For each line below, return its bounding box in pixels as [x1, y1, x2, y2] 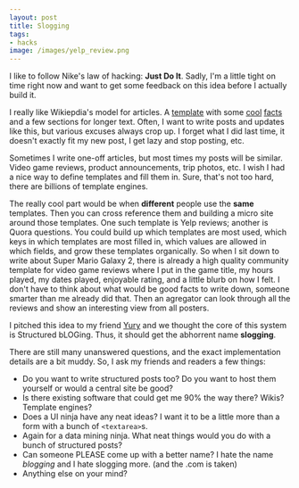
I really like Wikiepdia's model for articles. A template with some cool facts [9, 107, 283, 118]
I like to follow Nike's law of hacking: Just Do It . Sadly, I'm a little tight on [9, 70, 277, 81]
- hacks [9, 37, 38, 47]
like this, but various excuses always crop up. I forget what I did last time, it [9, 126, 286, 136]
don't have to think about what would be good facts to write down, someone [9, 284, 290, 294]
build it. [9, 90, 37, 101]
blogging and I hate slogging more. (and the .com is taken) [21, 459, 238, 469]
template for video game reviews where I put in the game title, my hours [9, 265, 274, 276]
